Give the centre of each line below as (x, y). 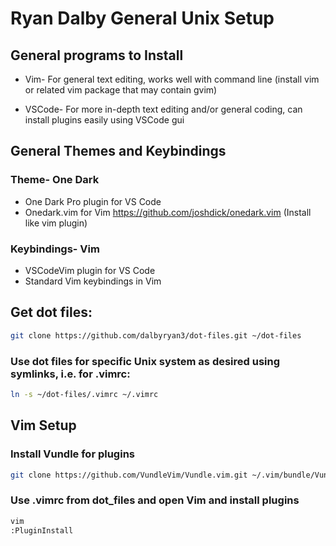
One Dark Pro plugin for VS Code (93, 201)
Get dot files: (51, 312)
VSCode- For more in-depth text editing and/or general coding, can (163, 109)
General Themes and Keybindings (118, 151)
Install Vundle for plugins (72, 454)
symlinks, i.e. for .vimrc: (70, 374)
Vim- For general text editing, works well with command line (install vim (172, 79)
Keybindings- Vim (55, 249)
